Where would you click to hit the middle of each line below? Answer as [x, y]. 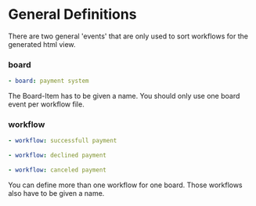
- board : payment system [49, 81]
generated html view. [42, 44]
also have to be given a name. [56, 193]
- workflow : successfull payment [63, 141]
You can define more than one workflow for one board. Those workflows [125, 185]
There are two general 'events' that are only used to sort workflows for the [128, 36]
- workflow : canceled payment [58, 170]
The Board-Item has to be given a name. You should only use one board [124, 96]
